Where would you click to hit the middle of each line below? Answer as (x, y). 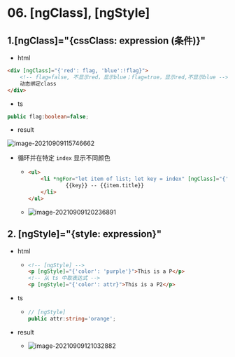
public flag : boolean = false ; (48, 116)
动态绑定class (38, 83)
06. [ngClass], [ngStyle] (79, 13)
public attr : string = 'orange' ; (72, 318)
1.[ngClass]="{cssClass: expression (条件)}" (107, 40)
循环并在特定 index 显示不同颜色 (64, 158)
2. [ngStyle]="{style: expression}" (85, 234)
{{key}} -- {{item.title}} (105, 186)
